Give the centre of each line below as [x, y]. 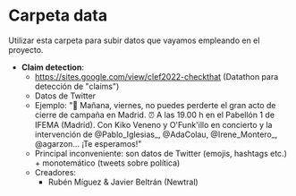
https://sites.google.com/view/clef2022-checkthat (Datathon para [156, 76]
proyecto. [26, 49]
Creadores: [55, 172]
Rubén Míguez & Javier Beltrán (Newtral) [123, 182]
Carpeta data [58, 16]
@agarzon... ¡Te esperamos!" [88, 143]
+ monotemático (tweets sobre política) [107, 163]
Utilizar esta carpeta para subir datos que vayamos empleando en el [134, 40]
